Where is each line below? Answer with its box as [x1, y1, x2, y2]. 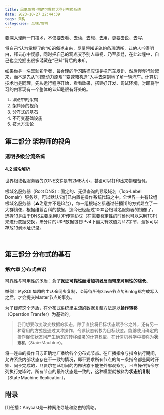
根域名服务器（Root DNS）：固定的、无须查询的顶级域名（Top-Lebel [5, 188, 142, 194]
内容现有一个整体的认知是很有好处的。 [13, 86, 91, 92]
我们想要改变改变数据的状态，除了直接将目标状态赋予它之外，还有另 [17, 321, 154, 327]
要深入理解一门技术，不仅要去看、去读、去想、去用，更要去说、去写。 [5, 35, 146, 41]
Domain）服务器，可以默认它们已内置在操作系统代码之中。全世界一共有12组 [5, 194, 158, 200]
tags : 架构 [5, 16, 26, 21]
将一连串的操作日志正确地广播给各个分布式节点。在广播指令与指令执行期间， [5, 350, 159, 356]
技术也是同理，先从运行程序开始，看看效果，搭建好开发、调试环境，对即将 [5, 80, 155, 86]
